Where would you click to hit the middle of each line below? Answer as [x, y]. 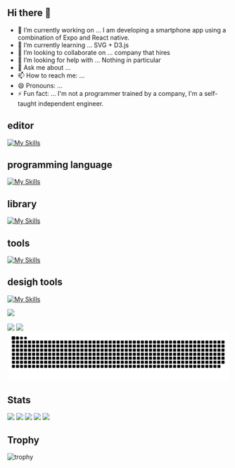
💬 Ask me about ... [44, 67]
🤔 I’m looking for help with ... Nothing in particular [89, 60]
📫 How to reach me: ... [51, 75]
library [22, 204]
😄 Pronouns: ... [40, 85]
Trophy [24, 440]
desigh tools [35, 282]
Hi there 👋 [29, 13]
